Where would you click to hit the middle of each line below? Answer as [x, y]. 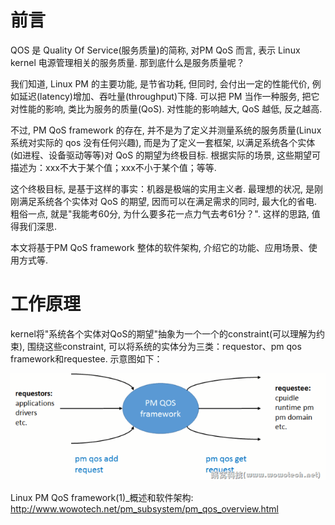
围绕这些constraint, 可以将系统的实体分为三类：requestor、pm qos [164, 346]
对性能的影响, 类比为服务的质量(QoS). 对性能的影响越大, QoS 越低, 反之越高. [166, 108]
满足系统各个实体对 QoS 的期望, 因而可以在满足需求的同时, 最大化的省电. [167, 201]
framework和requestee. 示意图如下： [86, 358]
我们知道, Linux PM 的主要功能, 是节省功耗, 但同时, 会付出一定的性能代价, [160, 83]
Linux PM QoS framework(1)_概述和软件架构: [102, 497]
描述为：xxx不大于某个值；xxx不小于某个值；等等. [113, 167]
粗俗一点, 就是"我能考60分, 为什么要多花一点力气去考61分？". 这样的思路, [160, 213]
